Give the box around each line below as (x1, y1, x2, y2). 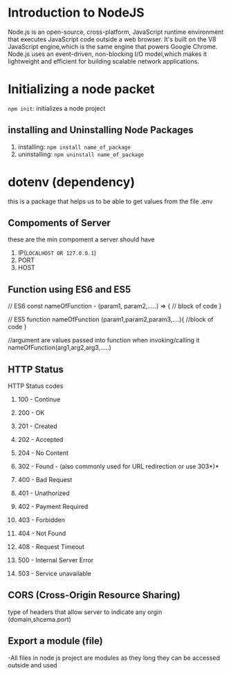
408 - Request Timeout (17, 543, 85, 551)
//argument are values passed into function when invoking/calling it (8, 336, 200, 344)
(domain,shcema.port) (8, 615, 71, 623)
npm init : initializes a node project (8, 104, 106, 112)
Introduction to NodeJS (8, 5, 145, 21)
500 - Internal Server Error (17, 556, 94, 564)
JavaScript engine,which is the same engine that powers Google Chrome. (8, 42, 218, 50)
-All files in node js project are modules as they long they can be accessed (8, 654, 221, 662)
